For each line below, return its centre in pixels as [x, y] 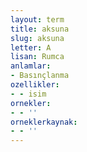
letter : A [31, 47]
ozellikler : [35, 85]
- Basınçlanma [40, 76]
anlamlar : [31, 66]
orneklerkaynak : [44, 122]
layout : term [37, 19]
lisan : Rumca [37, 57]
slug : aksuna [37, 38]
